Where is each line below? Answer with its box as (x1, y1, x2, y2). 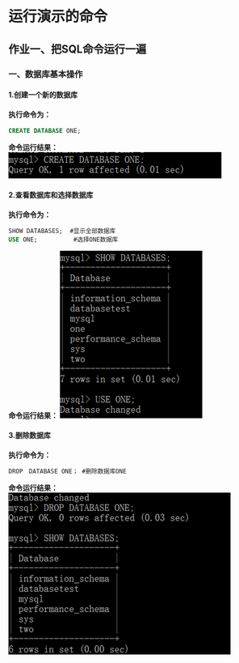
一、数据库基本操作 (8, 68, 83, 79)
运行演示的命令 (8, 7, 108, 26)
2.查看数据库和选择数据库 (8, 190, 94, 200)
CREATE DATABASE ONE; (8, 126, 82, 134)
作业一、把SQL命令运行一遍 (8, 42, 147, 56)
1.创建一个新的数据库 (8, 90, 78, 100)
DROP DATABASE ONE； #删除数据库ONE (8, 467, 127, 475)
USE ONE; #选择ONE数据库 (8, 236, 119, 244)
